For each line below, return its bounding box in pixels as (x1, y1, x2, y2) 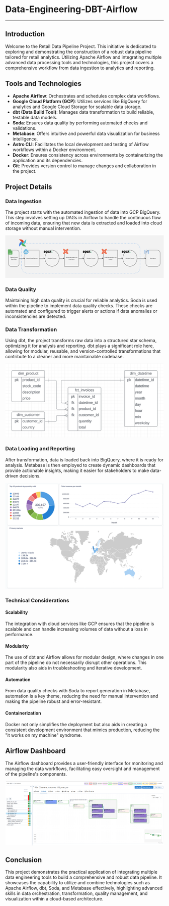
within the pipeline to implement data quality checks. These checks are (5, 302, 152, 309)
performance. (5, 632, 34, 638)
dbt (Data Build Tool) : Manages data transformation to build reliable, (12, 109, 154, 115)
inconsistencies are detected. (5, 313, 66, 319)
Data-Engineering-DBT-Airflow (5, 4, 138, 15)
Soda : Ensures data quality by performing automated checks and (12, 120, 148, 126)
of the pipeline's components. (5, 771, 67, 777)
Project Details (5, 182, 52, 191)
